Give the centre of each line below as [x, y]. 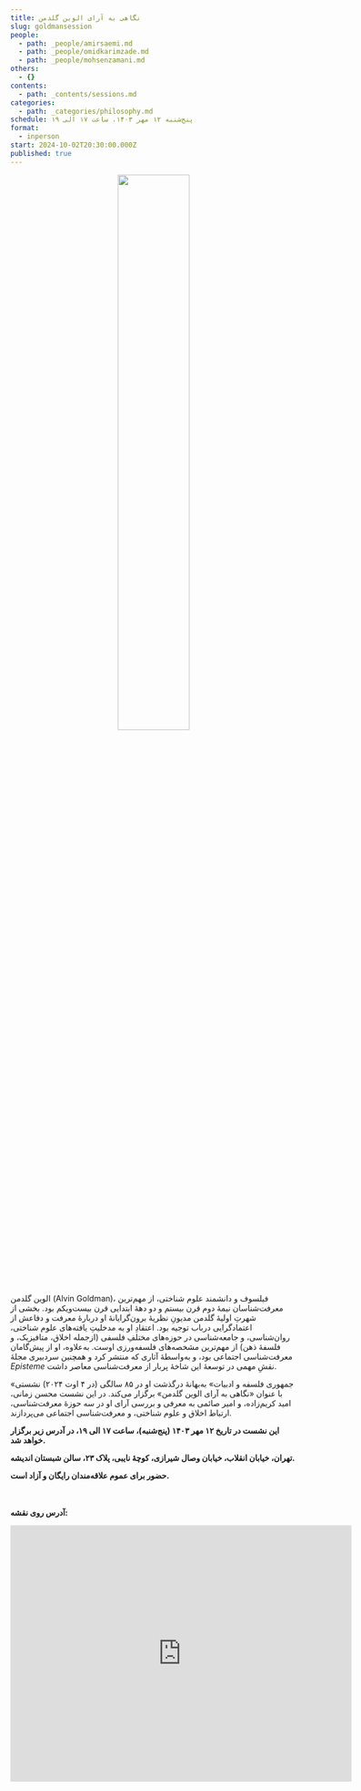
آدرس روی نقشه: [39, 1512]
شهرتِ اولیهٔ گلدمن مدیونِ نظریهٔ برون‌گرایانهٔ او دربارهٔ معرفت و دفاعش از [134, 1317]
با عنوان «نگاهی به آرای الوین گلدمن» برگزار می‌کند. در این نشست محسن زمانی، [146, 1393]
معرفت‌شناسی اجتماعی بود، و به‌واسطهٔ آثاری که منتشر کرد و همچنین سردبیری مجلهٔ [152, 1356]
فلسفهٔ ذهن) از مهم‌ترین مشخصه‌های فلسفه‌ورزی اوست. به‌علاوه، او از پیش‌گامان [145, 1346]
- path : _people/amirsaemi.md [75, 43]
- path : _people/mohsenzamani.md [82, 60]
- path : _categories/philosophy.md [86, 111]
